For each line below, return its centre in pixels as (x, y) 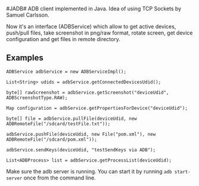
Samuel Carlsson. (28, 15)
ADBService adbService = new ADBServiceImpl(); (66, 72)
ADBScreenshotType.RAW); (37, 98)
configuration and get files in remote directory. (63, 39)
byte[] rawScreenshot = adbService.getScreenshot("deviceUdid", (88, 92)
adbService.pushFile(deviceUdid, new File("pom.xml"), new (81, 134)
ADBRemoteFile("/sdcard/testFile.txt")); (58, 124)
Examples (25, 58)
